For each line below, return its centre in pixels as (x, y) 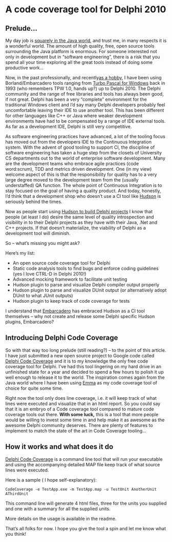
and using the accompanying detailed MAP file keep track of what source (83, 464)
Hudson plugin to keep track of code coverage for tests (71, 301)
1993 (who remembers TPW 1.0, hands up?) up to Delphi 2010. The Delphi (83, 88)
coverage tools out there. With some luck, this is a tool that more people (82, 414)
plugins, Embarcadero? (30, 322)
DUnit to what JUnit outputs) (43, 296)
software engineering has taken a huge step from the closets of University (84, 153)
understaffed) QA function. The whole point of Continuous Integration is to (84, 185)
